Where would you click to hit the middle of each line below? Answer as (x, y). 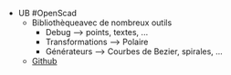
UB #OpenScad (47, 13)
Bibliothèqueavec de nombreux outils (102, 23)
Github (44, 61)
